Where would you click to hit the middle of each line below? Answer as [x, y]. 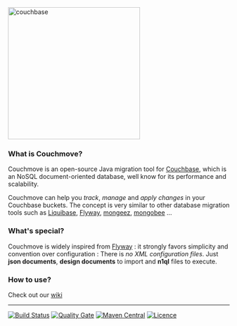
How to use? [30, 280]
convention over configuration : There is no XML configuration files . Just [113, 253]
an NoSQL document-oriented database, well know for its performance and [117, 177]
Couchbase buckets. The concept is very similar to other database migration [119, 205]
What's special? [36, 231]
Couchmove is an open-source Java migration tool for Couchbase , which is [117, 169]
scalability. [24, 184]
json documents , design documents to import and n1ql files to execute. [113, 261]
